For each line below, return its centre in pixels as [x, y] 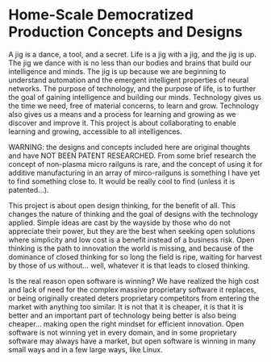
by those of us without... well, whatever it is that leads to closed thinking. [129, 265]
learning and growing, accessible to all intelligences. [96, 131]
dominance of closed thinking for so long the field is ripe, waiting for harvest [135, 256]
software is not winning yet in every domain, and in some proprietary [123, 332]
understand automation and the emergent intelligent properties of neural [129, 80]
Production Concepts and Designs [126, 32]
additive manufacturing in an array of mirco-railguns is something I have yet [134, 173]
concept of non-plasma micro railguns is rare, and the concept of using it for [135, 164]
